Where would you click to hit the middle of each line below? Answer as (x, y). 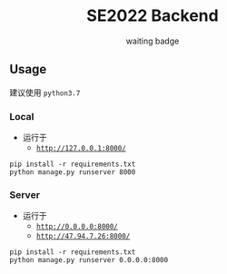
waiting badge (153, 41)
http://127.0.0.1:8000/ (81, 149)
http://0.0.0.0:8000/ (77, 227)
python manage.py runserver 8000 (73, 172)
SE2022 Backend (153, 16)
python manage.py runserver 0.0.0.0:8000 (89, 260)
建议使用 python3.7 (45, 93)
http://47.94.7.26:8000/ (83, 237)
